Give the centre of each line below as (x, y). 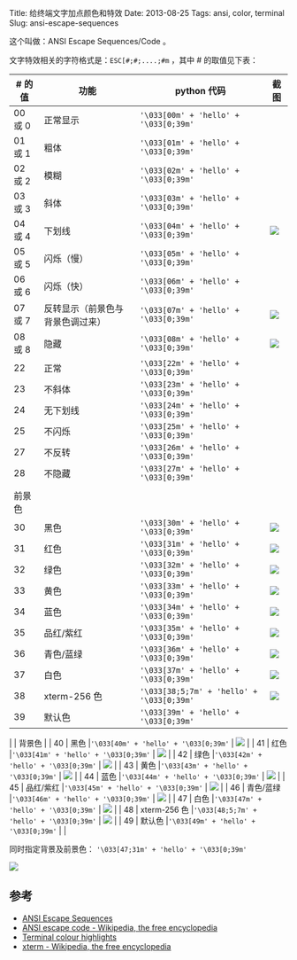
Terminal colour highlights (69, 937)
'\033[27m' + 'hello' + (190, 468)
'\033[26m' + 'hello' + (190, 447)
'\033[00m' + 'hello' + (190, 115)
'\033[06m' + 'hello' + (190, 281)
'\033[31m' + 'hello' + (190, 544)
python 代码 (201, 91)
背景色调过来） (75, 322)
